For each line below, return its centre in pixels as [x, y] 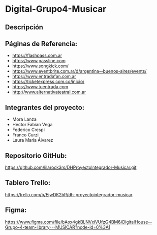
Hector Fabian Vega [32, 125]
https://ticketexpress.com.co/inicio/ [48, 81]
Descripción [24, 27]
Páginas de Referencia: [41, 43]
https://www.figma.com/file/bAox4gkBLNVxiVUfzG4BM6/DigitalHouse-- [79, 222]
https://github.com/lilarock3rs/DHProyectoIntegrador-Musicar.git [71, 167]
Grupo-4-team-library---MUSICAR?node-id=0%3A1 [58, 227]
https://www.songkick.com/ [40, 66]
